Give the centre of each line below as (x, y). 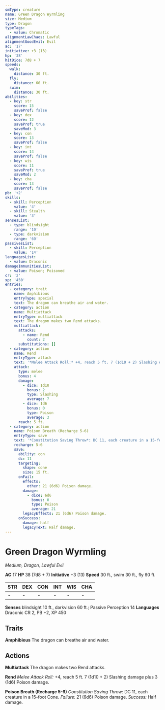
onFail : (26, 477)
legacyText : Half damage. (49, 527)
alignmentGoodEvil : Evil (30, 42)
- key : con (21, 134)
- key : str (21, 101)
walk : (15, 69)
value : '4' (25, 207)
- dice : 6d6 (39, 495)
